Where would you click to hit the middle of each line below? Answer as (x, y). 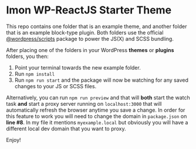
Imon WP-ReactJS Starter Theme (89, 10)
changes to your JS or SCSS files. (55, 86)
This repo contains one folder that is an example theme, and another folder (97, 26)
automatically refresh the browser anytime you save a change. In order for (96, 110)
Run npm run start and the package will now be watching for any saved (102, 80)
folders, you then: (27, 56)
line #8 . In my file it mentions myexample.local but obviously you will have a (97, 122)
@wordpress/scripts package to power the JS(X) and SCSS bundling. (90, 39)
